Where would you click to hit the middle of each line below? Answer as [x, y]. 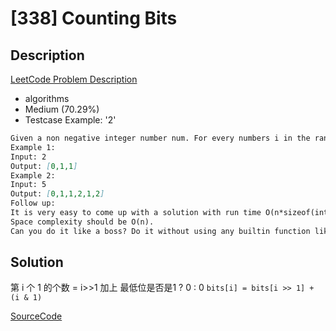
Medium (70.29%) [62, 109]
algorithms [47, 98]
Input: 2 [28, 157]
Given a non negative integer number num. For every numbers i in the [160, 138]
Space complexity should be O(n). [82, 222]
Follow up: [33, 203]
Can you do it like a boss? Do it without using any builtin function [160, 231]
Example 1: [33, 147]
